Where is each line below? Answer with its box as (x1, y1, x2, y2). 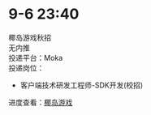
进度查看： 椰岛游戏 (8, 97, 73, 107)
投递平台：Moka (8, 53, 63, 62)
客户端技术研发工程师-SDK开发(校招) (19, 80, 144, 90)
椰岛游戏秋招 (8, 32, 51, 42)
